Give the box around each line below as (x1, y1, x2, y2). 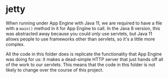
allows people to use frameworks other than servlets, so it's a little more (6, 36, 155, 42)
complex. (6, 41, 25, 47)
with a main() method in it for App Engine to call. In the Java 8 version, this (6, 25, 160, 31)
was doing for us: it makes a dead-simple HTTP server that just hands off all (6, 56, 163, 62)
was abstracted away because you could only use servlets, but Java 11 (6, 30, 152, 36)
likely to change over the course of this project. (6, 66, 104, 73)
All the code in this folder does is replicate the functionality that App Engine (6, 51, 162, 57)
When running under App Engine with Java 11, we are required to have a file (6, 20, 162, 26)
